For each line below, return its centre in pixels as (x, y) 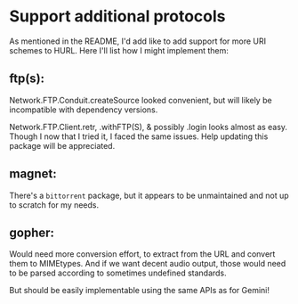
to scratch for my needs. (54, 205)
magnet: (33, 174)
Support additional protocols (117, 16)
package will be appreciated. (62, 145)
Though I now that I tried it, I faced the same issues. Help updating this (139, 136)
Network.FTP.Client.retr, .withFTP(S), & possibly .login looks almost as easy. (148, 127)
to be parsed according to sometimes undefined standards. (118, 273)
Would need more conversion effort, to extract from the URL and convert (142, 254)
